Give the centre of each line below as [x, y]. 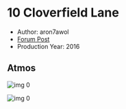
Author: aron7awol [43, 32]
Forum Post [33, 39]
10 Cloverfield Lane [63, 13]
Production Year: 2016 [48, 46]
